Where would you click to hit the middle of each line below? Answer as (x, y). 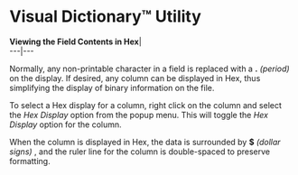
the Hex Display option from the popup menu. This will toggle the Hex (139, 115)
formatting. (30, 161)
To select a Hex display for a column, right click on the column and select (146, 105)
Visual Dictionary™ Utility (105, 17)
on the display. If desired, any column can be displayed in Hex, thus (135, 78)
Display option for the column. (65, 124)
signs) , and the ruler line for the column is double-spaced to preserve (140, 152)
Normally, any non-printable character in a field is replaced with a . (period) (150, 69)
